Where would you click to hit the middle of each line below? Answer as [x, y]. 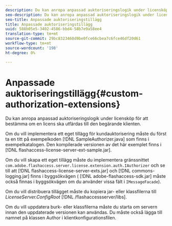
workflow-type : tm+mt [28, 43]
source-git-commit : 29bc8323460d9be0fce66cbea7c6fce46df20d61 [73, 39]
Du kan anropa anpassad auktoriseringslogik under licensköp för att [77, 119]
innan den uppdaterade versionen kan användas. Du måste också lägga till [84, 212]
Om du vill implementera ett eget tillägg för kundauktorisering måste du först [86, 134]
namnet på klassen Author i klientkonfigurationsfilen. [61, 218]
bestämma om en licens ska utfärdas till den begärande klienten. [73, 124]
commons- [143, 171]
